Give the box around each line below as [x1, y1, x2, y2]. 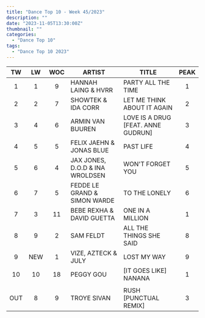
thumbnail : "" [6, 26, 43, 32]
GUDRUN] [123, 129, 153, 137]
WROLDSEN [70, 171, 106, 180]
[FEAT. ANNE [123, 121, 162, 129]
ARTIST [82, 68, 106, 76]
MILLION [123, 214, 149, 222]
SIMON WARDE [70, 196, 115, 205]
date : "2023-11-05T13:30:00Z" [6, 20, 84, 26]
